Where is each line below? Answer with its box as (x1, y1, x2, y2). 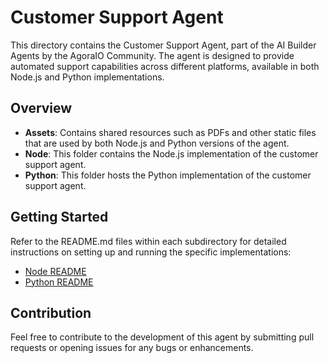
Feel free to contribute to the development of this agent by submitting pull (10, 331, 315, 343)
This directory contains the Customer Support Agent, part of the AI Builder (10, 39, 317, 51)
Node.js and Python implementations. (10, 71, 165, 83)
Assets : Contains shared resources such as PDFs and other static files (24, 126, 317, 138)
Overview (10, 100, 73, 117)
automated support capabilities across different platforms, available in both (10, 60, 320, 72)
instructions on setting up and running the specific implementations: (10, 246, 292, 258)
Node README (24, 265, 87, 277)
